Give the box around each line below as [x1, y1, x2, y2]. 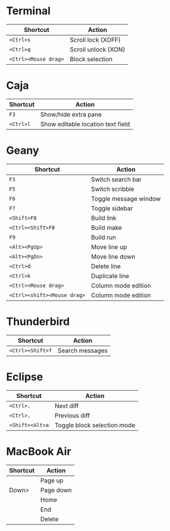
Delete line [91, 262, 121, 270]
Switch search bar [91, 175, 142, 184]
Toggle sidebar [91, 204, 133, 212]
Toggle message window [91, 194, 161, 203]
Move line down [91, 252, 136, 261]
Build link [91, 214, 117, 222]
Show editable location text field [40, 120, 130, 128]
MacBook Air [6, 444, 71, 458]
